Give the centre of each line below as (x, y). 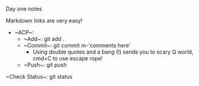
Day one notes (24, 9)
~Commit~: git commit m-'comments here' (77, 45)
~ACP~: (24, 32)
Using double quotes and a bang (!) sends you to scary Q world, (113, 52)
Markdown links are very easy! (44, 20)
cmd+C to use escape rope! (68, 58)
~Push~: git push (45, 65)
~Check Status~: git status (39, 77)
